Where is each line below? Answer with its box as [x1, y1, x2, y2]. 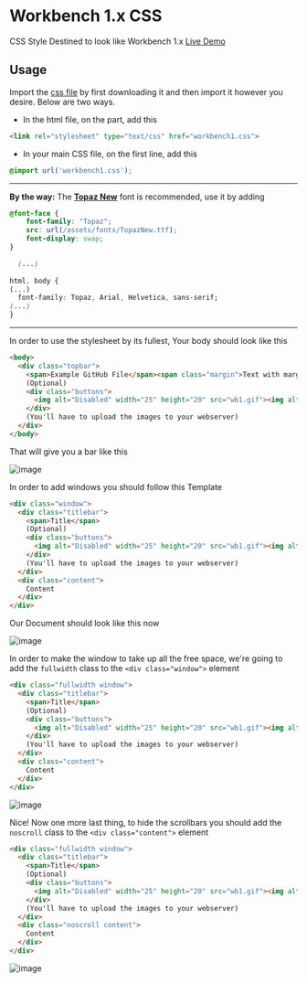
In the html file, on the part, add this [22, 113, 158, 124]
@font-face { [9, 208, 59, 218]
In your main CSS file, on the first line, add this [22, 148, 198, 159]
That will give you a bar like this [9, 445, 128, 457]
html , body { [9, 276, 59, 285]
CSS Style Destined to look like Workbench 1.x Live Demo [9, 36, 226, 47]
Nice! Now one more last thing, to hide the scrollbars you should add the [9, 817, 282, 828]
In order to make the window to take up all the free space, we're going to [9, 653, 283, 664]
